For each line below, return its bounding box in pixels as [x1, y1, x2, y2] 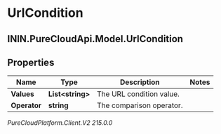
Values [11, 89, 35, 99]
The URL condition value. [97, 89, 180, 99]
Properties [7, 56, 55, 68]
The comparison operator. [97, 100, 183, 110]
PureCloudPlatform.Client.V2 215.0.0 [7, 119, 113, 127]
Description [119, 77, 160, 87]
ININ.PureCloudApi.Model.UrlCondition [7, 33, 184, 45]
